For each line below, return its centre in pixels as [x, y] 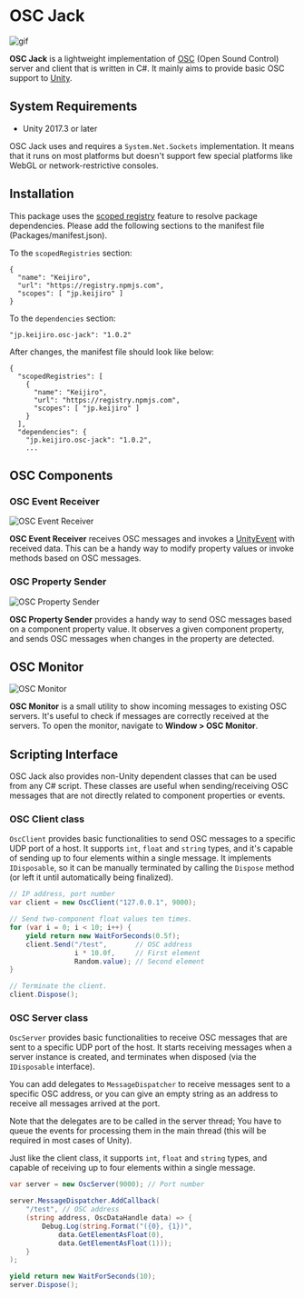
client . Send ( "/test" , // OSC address [109, 944]
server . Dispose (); [44, 1285]
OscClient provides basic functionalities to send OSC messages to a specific [152, 839]
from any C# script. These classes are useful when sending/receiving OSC [149, 786]
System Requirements [74, 107]
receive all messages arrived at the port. [85, 1103]
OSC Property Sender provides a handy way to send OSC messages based [151, 619]
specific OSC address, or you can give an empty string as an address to [144, 1094]
